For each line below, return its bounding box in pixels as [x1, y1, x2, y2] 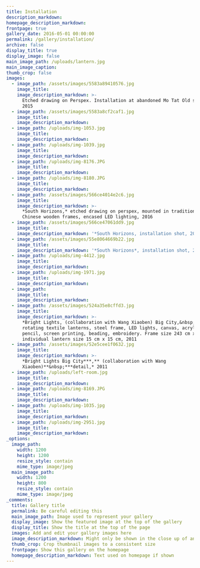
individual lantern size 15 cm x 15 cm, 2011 [21, 336, 137, 342]
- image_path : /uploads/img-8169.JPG [11, 386, 105, 392]
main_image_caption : [6, 64, 58, 70]
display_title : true [6, 48, 58, 54]
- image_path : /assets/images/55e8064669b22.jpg [11, 236, 135, 242]
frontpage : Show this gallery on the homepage [11, 547, 129, 552]
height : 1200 [17, 452, 49, 458]
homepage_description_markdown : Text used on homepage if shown [11, 552, 174, 558]
